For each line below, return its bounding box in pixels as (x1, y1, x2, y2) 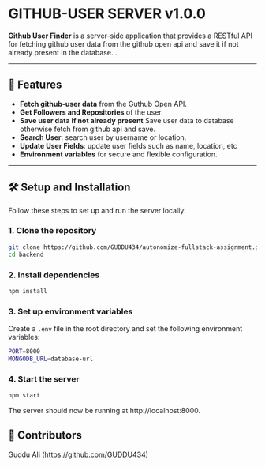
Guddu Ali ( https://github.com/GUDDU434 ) (8, 450, 148, 459)
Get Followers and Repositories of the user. (19, 107, 163, 117)
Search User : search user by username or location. (19, 132, 187, 142)
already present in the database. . (8, 47, 118, 57)
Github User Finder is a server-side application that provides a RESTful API (8, 31, 252, 40)
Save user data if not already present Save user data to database (19, 115, 234, 125)
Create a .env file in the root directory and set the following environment (8, 324, 243, 333)
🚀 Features (8, 78, 62, 92)
